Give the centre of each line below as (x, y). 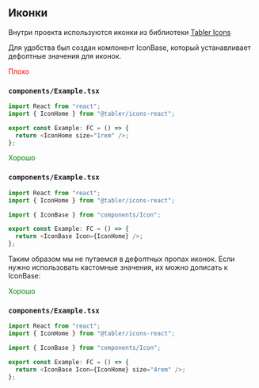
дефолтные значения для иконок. (65, 56)
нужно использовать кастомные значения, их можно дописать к (118, 267)
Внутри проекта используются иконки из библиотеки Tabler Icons (120, 32)
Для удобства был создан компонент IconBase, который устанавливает (129, 48)
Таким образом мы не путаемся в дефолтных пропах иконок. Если (122, 259)
